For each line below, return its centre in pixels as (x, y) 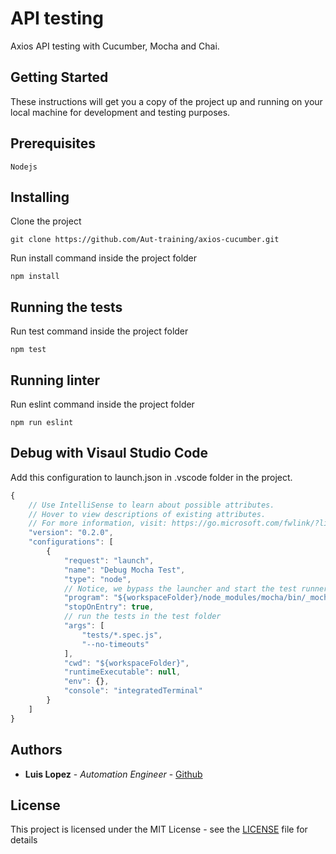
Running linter (55, 380)
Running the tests (66, 307)
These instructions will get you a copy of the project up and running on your (166, 101)
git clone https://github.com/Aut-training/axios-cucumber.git (145, 240)
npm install (35, 277)
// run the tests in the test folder (142, 617)
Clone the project (46, 221)
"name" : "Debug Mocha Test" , (124, 570)
